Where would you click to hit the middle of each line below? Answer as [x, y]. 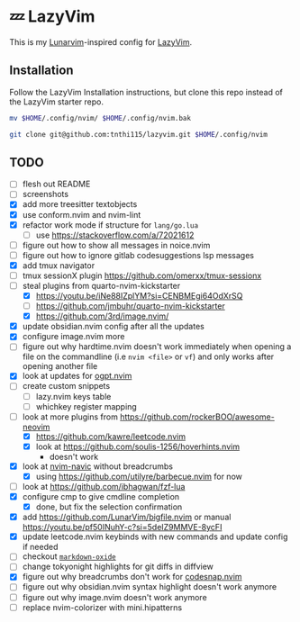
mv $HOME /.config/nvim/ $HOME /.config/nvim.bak [100, 118]
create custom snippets [66, 386]
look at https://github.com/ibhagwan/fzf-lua [104, 486]
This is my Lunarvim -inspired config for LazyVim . [101, 41]
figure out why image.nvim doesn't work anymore [114, 597]
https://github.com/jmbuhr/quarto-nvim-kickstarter [130, 306]
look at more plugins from [70, 417]
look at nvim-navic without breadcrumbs [98, 466]
